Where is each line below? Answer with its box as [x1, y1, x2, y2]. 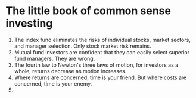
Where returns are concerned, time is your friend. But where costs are [14, 74, 187, 81]
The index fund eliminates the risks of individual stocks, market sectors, [14, 36, 191, 43]
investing [5, 17, 53, 30]
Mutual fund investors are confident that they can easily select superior [14, 48, 190, 55]
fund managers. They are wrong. [14, 55, 95, 62]
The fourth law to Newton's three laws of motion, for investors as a [14, 61, 179, 68]
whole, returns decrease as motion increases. [14, 67, 127, 74]
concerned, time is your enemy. [14, 80, 92, 87]
